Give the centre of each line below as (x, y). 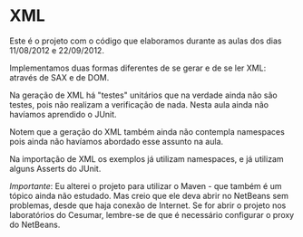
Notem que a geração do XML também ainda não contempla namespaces (147, 131)
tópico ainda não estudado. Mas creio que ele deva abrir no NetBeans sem (149, 195)
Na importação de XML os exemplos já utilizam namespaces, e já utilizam (147, 158)
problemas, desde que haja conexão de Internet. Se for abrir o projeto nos (148, 205)
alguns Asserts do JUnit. (55, 168)
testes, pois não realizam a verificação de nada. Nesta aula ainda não (139, 104)
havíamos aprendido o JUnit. (63, 114)
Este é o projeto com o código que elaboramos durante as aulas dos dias (146, 41)
